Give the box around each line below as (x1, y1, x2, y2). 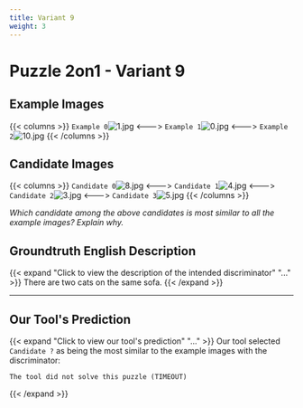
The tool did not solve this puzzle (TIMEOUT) (9, 372, 188, 381)
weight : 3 (9, 22, 47, 31)
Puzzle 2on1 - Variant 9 (9, 61, 186, 81)
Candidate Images (9, 156, 115, 172)
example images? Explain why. (9, 217, 124, 228)
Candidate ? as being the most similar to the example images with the (9, 345, 268, 356)
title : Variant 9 (9, 13, 75, 23)
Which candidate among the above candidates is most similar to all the (9, 207, 275, 218)
